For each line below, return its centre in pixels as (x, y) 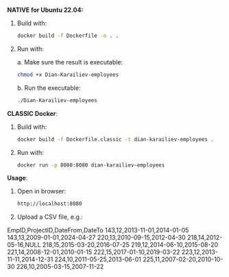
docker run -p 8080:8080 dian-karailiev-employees (91, 165)
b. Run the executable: (49, 88)
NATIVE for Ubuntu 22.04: (45, 10)
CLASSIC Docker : (33, 113)
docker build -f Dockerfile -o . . (68, 36)
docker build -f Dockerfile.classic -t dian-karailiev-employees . (116, 139)
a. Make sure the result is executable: (70, 62)
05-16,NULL (24, 245)
